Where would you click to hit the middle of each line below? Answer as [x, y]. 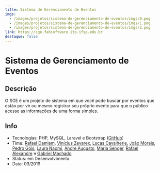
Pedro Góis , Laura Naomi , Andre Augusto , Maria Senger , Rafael [75, 148]
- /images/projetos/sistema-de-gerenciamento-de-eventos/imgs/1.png [80, 23]
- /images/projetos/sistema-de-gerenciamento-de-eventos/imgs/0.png [80, 18]
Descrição [21, 89]
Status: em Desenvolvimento [40, 158]
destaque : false [21, 37]
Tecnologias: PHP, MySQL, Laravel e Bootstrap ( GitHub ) [68, 138]
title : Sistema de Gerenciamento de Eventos [51, 9]
